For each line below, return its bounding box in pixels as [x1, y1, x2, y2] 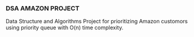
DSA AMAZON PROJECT [5, 4, 80, 13]
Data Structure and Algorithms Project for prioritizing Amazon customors [5, 18, 188, 25]
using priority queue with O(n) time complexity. [5, 24, 124, 31]
